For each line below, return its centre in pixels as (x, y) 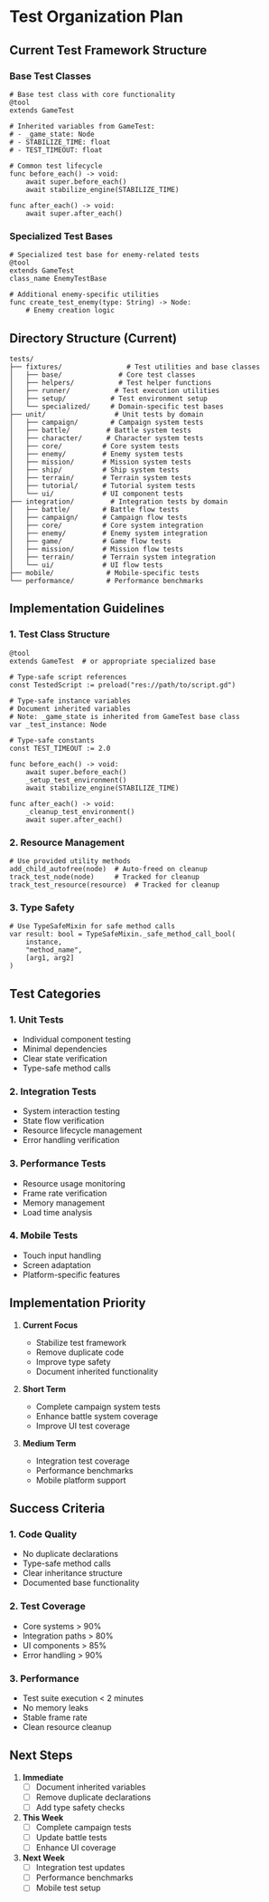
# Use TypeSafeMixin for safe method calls (93, 927)
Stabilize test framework (81, 1342)
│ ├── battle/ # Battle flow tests (94, 509)
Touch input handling (62, 1255)
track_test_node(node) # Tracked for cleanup (105, 877)
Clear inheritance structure (73, 1573)
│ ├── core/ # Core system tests (94, 446)
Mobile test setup (68, 1888)
